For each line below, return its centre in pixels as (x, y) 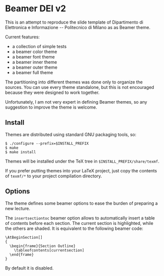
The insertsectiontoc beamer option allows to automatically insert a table (80, 218)
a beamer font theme (33, 56)
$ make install (21, 152)
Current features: (23, 37)
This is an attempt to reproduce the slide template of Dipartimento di (74, 22)
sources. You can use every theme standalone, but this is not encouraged (80, 87)
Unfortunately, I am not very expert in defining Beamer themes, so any (76, 102)
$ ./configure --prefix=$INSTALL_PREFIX (47, 143)
